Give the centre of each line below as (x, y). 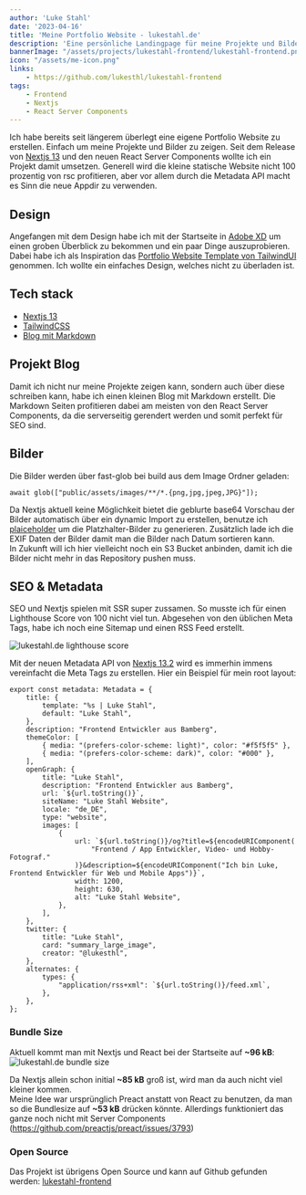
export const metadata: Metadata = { (81, 690)
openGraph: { (51, 770)
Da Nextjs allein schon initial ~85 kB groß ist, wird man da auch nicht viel (146, 1079)
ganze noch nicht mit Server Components (87, 1118)
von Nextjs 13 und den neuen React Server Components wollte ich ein (140, 157)
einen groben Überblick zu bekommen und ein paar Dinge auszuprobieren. (150, 246)
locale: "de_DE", (75, 810)
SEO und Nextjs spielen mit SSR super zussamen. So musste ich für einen (148, 609)
